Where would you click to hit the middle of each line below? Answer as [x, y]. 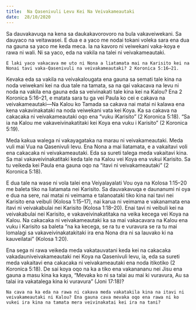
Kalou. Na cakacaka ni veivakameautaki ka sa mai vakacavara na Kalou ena [97, 220]
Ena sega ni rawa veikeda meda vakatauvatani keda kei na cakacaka [88, 250]
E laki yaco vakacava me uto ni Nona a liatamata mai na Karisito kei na [98, 63]
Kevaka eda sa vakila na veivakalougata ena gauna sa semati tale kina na [94, 79]
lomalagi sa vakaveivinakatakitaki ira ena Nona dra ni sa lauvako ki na [90, 233]
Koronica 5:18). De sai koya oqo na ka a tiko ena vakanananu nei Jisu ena [94, 269]
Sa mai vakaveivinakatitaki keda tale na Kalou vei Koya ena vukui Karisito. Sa [98, 159]
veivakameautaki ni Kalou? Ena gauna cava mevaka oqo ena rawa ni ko [93, 297]
